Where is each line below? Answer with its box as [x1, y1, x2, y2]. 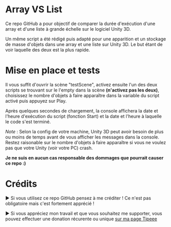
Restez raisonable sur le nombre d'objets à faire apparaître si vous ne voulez [5, 139, 166, 145]
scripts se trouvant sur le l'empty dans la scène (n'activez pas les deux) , [5, 87, 159, 93]
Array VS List [5, 4, 63, 15]
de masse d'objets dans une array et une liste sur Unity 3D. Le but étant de [5, 41, 163, 47]
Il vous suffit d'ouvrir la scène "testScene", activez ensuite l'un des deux [5, 81, 157, 87]
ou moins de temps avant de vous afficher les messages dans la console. [5, 134, 160, 140]
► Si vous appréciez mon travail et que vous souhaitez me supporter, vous [5, 210, 162, 216]
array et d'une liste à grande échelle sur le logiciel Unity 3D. [5, 26, 131, 32]
